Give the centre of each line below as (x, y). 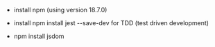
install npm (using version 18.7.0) (60, 10)
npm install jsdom (39, 36)
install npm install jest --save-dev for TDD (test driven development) (111, 23)
